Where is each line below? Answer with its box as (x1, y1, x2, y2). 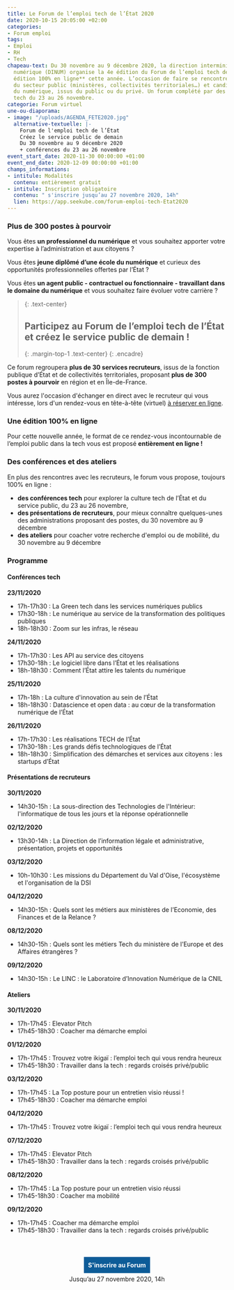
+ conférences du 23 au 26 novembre (19, 147, 127, 153)
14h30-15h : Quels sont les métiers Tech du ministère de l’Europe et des (17, 940, 224, 949)
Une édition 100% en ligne (7, 417, 98, 426)
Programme (7, 555, 48, 565)
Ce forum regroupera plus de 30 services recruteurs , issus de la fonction (7, 363, 219, 372)
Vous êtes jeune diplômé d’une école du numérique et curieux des (7, 258, 201, 267)
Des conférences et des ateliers (7, 457, 117, 467)
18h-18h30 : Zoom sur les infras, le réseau (17, 624, 139, 632)
